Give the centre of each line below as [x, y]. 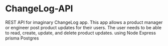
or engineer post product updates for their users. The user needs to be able [83, 27]
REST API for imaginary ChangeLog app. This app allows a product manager [84, 22]
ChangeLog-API [39, 9]
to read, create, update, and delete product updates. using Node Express [81, 33]
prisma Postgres [22, 38]
